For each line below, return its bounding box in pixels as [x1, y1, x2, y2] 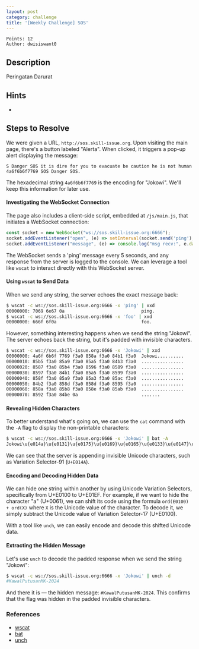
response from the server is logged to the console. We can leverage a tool [6, 258, 187, 265]
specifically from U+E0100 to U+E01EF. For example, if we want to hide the [6, 492, 189, 499]
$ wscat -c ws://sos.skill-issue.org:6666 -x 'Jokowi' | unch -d [6, 573, 171, 579]
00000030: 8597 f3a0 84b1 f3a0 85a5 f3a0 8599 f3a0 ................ [6, 370, 184, 376]
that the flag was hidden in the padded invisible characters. [6, 596, 151, 603]
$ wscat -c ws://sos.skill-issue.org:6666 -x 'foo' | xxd [6, 313, 152, 320]
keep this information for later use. [6, 185, 91, 192]
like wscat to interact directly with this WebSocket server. [6, 264, 145, 271]
